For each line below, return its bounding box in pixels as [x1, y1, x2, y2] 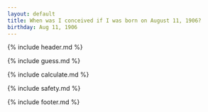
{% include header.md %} [7, 43, 83, 52]
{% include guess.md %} [7, 57, 80, 65]
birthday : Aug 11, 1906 [7, 23, 78, 30]
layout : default [7, 10, 55, 18]
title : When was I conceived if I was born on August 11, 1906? [7, 17, 202, 24]
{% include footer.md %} [7, 98, 80, 106]
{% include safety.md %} [7, 84, 81, 93]
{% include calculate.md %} [7, 70, 89, 79]
